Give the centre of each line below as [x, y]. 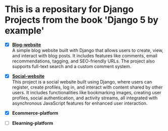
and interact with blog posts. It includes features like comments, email [85, 56]
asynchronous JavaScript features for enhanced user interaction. [80, 103]
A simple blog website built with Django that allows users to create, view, [88, 50]
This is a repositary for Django [69, 9]
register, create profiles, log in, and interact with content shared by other [87, 87]
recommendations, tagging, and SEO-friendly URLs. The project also [83, 61]
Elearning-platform [33, 123]
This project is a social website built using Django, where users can [82, 82]
